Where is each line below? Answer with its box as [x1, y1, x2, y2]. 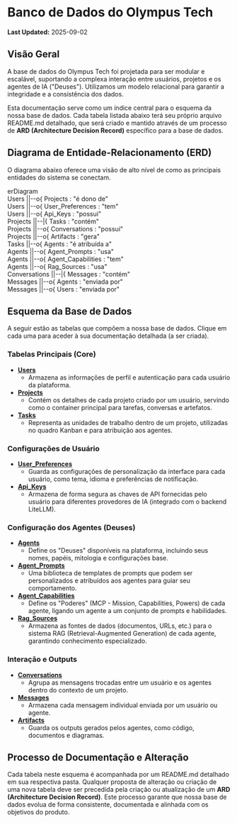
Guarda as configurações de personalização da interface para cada [28, 467, 226, 475]
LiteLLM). [28, 504, 57, 513]
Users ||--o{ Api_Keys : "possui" [7, 209, 101, 218]
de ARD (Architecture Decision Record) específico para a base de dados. [7, 126, 224, 135]
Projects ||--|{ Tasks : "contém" [7, 217, 100, 226]
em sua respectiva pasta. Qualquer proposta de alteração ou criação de [7, 778, 217, 786]
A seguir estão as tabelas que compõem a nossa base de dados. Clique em [7, 324, 227, 333]
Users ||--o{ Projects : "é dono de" [7, 194, 108, 203]
